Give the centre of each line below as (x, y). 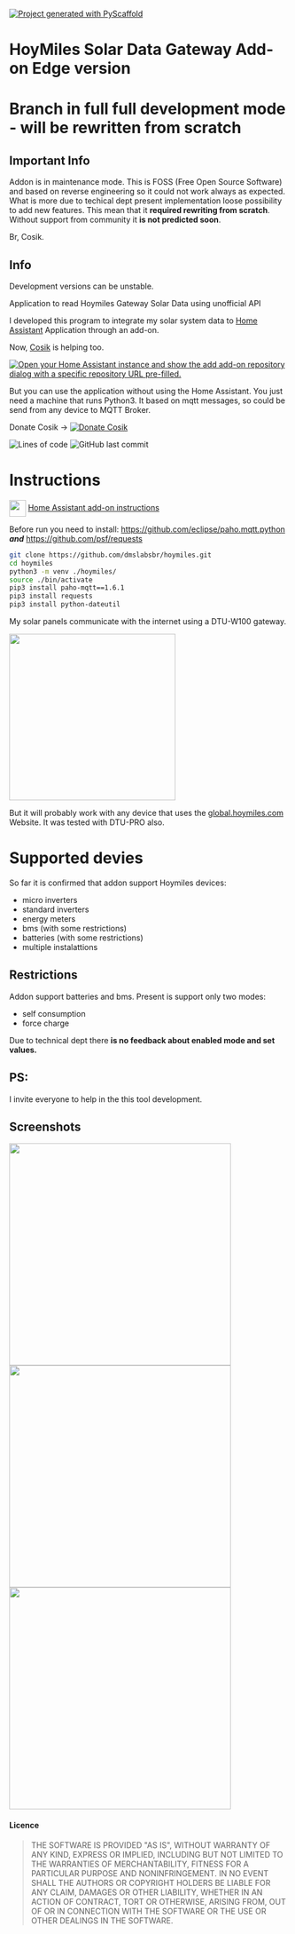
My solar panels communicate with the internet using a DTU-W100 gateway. (148, 622)
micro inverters (50, 900)
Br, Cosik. (27, 237)
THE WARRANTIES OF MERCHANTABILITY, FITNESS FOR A (140, 1864)
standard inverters (55, 909)
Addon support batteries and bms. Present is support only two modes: (137, 996)
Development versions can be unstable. (82, 286)
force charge (46, 1023)
